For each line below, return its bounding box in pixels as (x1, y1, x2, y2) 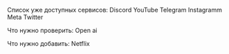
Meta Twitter (7, 13, 44, 21)
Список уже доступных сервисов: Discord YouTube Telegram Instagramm (7, 6, 223, 14)
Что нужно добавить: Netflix (7, 40, 90, 47)
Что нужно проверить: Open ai (7, 27, 98, 34)
